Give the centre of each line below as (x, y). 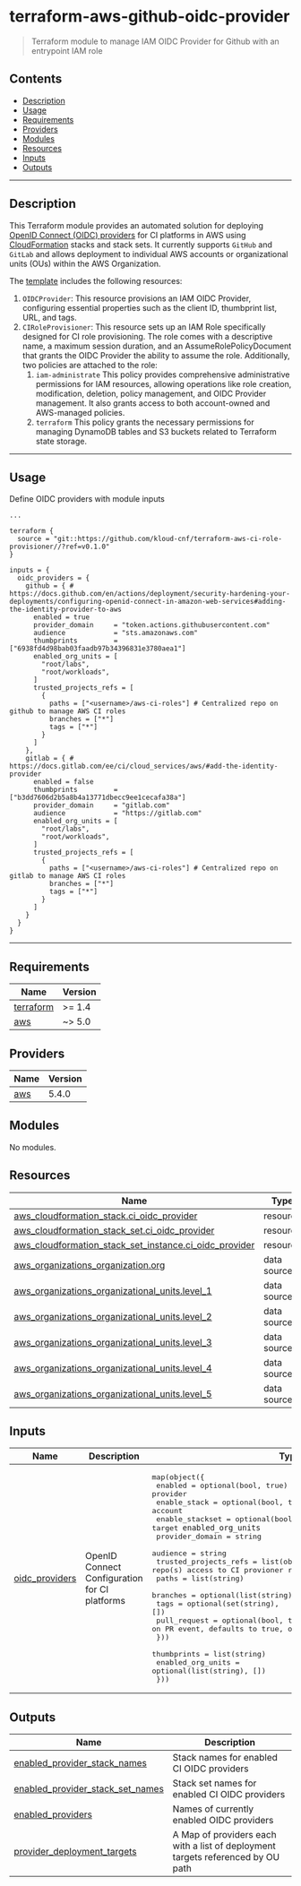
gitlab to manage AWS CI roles (68, 876)
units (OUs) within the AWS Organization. (85, 263)
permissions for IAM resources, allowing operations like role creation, (163, 383)
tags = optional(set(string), (218, 1604)
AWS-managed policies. (80, 412)
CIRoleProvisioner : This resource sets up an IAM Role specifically (144, 327)
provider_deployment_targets (75, 1852)
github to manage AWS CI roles (68, 711)
